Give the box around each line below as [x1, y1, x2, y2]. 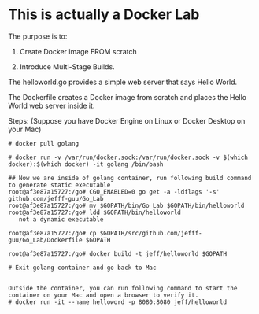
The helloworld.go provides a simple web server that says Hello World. [8, 77, 238, 87]
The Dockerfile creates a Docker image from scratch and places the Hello [8, 92, 247, 102]
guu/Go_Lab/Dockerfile [8, 236, 83, 244]
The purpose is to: [8, 31, 68, 41]
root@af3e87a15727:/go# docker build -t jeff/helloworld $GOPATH [8, 249, 227, 257]
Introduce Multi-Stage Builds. [19, 61, 116, 72]
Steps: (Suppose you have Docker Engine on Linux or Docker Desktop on [8, 116, 246, 125]
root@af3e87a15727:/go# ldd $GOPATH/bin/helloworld [8, 209, 181, 216]
